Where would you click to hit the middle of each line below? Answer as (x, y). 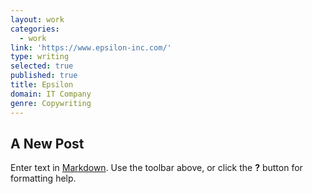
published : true (44, 76)
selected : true (42, 66)
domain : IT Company (51, 94)
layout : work (37, 19)
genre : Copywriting (51, 103)
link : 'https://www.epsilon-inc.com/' (91, 47)
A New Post (47, 143)
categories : (35, 29)
